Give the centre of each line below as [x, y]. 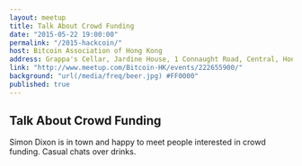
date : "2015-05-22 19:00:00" [64, 34]
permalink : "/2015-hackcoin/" [66, 43]
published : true [40, 84]
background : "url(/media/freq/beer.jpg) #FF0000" [104, 76]
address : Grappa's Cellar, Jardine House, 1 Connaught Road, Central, [144, 59]
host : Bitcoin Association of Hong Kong [86, 51]
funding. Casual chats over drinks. [73, 152]
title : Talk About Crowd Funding [72, 26]
